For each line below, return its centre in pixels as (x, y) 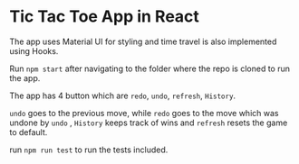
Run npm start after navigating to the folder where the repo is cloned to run (150, 68)
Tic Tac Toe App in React (104, 17)
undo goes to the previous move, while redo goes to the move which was (144, 113)
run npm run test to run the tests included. (89, 150)
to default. (29, 132)
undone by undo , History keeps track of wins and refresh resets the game (149, 123)
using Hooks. (34, 50)
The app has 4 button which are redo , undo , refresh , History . (123, 96)
